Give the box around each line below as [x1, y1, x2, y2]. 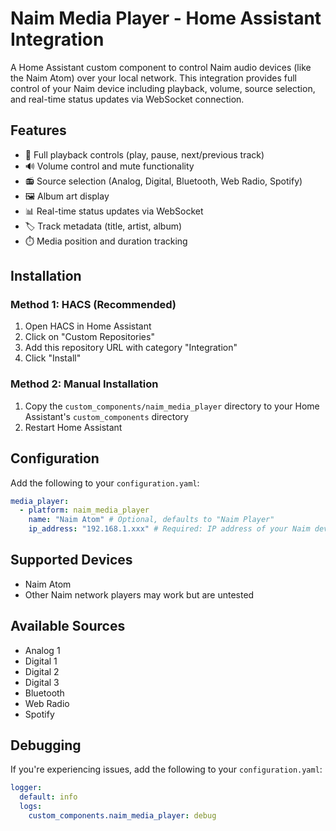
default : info [19, 792, 78, 802]
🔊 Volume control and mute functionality [24, 160, 195, 172]
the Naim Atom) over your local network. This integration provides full [10, 72, 298, 84]
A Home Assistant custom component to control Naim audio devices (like [10, 61, 312, 73]
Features [10, 122, 67, 139]
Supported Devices [10, 552, 133, 569]
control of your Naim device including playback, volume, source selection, [10, 82, 316, 94]
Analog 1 [24, 644, 61, 656]
